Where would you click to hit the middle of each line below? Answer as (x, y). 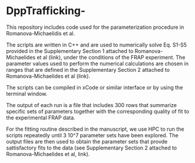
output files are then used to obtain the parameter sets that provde (87, 141)
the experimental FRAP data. (41, 117)
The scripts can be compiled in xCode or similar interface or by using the (95, 87)
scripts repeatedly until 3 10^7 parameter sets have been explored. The (92, 135)
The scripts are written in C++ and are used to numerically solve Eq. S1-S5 (97, 45)
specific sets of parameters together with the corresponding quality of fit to (98, 111)
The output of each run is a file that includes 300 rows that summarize (91, 105)
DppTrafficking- (46, 11)
